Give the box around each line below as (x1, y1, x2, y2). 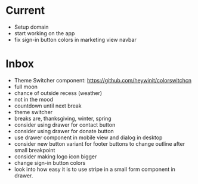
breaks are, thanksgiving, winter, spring (14, 115, 112, 122)
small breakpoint (14, 146, 55, 154)
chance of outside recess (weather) (14, 89, 103, 96)
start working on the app (14, 29, 75, 36)
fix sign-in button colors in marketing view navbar (14, 36, 137, 43)
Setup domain (14, 23, 49, 30)
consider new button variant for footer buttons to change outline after (14, 140, 185, 147)
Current (5, 4, 45, 17)
